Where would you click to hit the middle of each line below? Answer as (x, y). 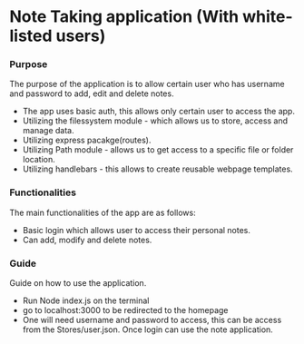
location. (39, 160)
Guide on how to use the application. (78, 283)
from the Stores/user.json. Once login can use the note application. (148, 329)
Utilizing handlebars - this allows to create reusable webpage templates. (157, 169)
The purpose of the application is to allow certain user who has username (147, 84)
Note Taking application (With (124, 17)
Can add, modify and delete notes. (87, 240)
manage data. (48, 131)
